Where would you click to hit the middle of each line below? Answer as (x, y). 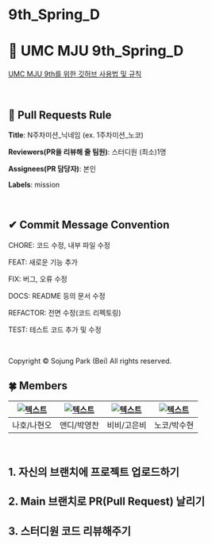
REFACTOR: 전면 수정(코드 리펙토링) (65, 312)
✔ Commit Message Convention (89, 225)
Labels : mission (34, 184)
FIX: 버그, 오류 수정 (38, 279)
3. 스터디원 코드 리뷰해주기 (69, 531)
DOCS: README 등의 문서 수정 (57, 296)
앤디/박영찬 (79, 425)
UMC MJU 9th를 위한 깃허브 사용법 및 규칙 (75, 74)
